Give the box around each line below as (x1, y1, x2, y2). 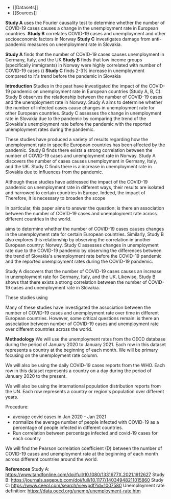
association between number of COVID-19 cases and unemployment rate (5, 321, 159, 327)
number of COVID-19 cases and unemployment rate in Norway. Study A (5, 153, 156, 158)
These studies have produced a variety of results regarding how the (5, 137, 148, 142)
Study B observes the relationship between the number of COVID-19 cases (5, 94, 163, 100)
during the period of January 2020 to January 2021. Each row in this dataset (5, 342, 166, 347)
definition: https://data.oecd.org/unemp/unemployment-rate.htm (5, 488, 141, 494)
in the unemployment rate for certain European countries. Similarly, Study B (5, 231, 164, 237)
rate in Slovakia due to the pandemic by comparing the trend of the (5, 116, 146, 122)
